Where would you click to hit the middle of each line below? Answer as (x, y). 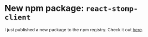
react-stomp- (112, 9)
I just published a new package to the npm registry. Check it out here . (74, 29)
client (18, 17)
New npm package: (44, 8)
